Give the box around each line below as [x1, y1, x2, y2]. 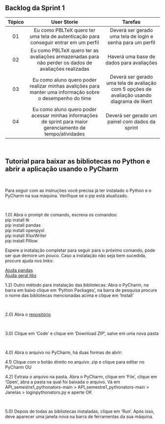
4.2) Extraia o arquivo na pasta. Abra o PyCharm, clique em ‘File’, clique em [5, 373, 157, 379]
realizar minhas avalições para [29, 82, 100, 89]
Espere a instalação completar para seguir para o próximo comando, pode [5, 247, 156, 253]
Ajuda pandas [5, 267, 33, 273]
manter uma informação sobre [29, 88, 100, 95]
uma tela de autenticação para [29, 33, 100, 40]
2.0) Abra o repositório [5, 311, 51, 317]
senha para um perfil [107, 39, 156, 46]
